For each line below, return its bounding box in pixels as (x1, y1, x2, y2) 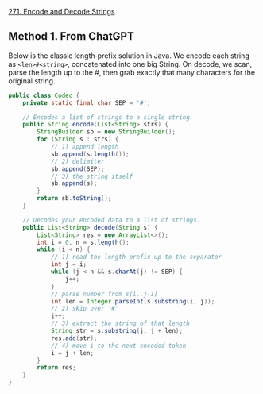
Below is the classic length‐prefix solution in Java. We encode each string (8, 51, 250, 60)
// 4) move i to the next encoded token (50, 342, 187, 350)
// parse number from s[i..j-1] (50, 290, 158, 298)
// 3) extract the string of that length (50, 319, 191, 328)
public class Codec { (8, 91, 80, 99)
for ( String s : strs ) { (37, 135, 119, 144)
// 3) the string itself (50, 172, 133, 180)
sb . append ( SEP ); (50, 164, 105, 173)
